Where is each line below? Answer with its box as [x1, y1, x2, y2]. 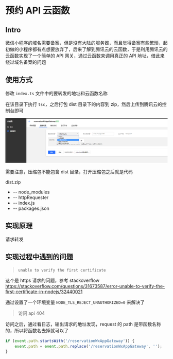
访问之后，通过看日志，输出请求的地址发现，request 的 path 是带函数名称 [5, 321, 161, 327]
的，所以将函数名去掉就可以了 [5, 327, 68, 333]
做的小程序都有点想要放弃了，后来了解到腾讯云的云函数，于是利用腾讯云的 [9, 46, 168, 52]
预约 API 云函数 [5, 5, 71, 16]
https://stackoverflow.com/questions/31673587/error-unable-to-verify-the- [5, 283, 165, 289]
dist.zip [5, 179, 21, 185]
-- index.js [12, 200, 35, 206]
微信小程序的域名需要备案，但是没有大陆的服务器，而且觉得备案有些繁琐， [5, 40, 163, 46]
